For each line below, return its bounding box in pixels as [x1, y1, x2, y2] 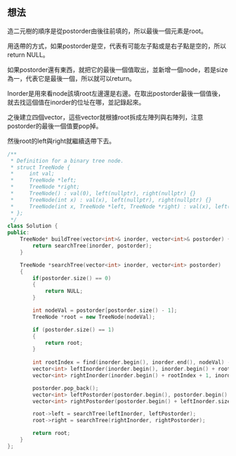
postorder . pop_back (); [32, 384, 99, 392]
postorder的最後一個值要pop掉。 [7, 122, 103, 130]
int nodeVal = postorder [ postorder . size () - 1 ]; [32, 307, 178, 315]
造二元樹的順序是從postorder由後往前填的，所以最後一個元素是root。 [7, 27, 207, 35]
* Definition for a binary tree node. [10, 157, 124, 164]
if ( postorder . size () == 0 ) [32, 274, 112, 281]
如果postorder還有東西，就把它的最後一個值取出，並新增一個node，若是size [7, 65, 228, 74]
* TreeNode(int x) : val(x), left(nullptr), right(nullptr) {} [10, 196, 212, 203]
